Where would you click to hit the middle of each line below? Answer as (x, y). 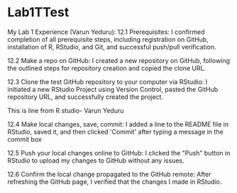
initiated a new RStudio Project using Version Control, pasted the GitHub (113, 89)
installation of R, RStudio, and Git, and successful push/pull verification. (112, 47)
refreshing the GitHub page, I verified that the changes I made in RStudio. (115, 182)
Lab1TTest (38, 12)
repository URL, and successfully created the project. (86, 97)
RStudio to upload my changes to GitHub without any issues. (96, 160)
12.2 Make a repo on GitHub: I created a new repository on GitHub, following (119, 60)
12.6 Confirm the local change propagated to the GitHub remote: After (109, 174)
